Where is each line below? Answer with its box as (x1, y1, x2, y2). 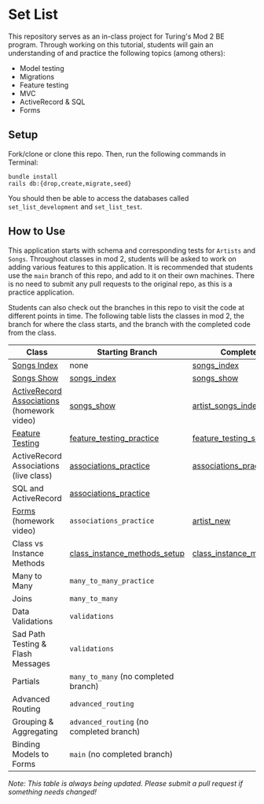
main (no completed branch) (69, 748, 173, 759)
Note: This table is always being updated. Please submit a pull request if (8, 778, 244, 788)
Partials (12, 676, 40, 687)
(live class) (12, 470, 53, 481)
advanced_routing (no (69, 716, 149, 727)
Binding (12, 739, 41, 750)
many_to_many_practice (69, 576, 155, 585)
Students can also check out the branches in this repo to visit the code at (8, 302, 245, 312)
